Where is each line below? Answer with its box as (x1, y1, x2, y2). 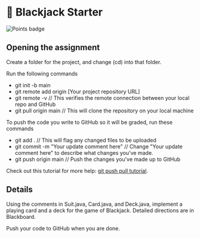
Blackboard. (6, 213, 36, 220)
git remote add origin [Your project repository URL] (14, 88, 140, 95)
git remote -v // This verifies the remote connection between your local (14, 94, 190, 101)
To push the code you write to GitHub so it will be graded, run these (6, 118, 173, 126)
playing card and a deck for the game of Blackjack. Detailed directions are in (6, 206, 194, 214)
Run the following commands (6, 70, 78, 77)
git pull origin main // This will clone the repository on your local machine (14, 107, 194, 114)
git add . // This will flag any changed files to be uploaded (14, 136, 157, 144)
